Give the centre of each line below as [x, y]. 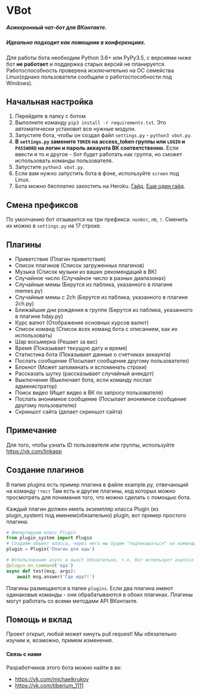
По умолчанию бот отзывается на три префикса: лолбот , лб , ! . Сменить [97, 220]
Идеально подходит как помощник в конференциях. [76, 43]
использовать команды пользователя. [64, 161]
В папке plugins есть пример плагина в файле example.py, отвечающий [97, 484]
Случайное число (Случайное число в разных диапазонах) [90, 278]
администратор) [36, 386]
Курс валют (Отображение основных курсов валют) [82, 322]
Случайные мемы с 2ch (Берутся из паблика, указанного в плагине [101, 297]
